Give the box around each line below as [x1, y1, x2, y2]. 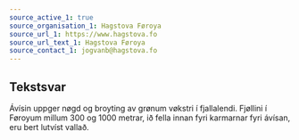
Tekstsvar [9, 79, 67, 95]
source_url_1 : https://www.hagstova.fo [9, 29, 158, 38]
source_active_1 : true [9, 12, 94, 22]
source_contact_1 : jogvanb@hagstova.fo [9, 46, 158, 55]
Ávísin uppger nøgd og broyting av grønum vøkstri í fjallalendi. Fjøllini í [9, 103, 268, 113]
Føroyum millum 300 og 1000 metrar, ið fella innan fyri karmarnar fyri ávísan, [9, 112, 291, 123]
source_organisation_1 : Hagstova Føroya [9, 21, 162, 30]
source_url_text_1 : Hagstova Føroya [9, 37, 145, 47]
